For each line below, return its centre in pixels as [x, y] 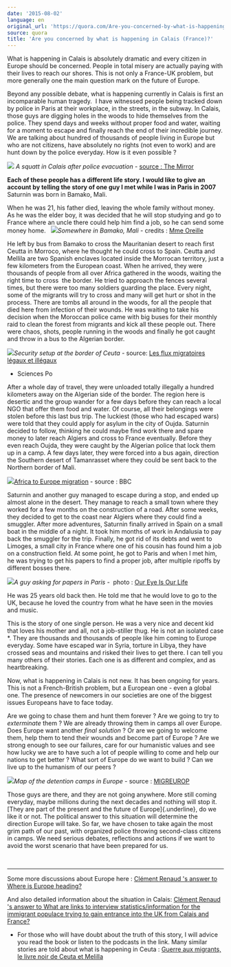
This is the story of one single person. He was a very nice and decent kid [111, 624]
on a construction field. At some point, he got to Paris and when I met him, [112, 554]
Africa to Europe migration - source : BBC [73, 481]
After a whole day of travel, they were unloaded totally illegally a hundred [111, 387]
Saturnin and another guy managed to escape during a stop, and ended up [113, 495]
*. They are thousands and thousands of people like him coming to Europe [112, 638]
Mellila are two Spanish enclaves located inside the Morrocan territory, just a [115, 259]
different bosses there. [40, 568]
